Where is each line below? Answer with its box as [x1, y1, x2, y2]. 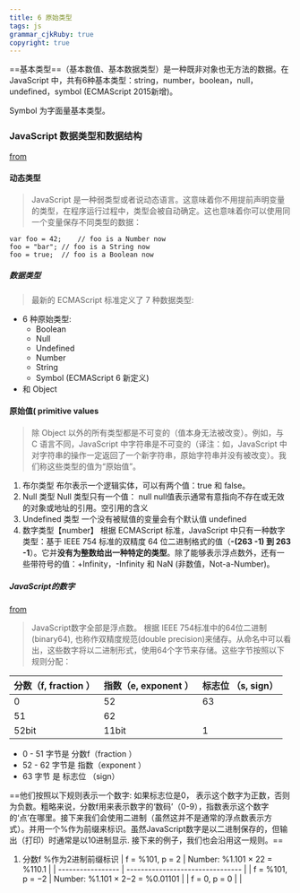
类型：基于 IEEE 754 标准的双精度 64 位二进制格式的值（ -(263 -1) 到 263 [21, 535, 291, 547]
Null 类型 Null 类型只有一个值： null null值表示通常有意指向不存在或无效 [21, 490, 285, 502]
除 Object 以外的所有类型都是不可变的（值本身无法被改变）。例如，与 [30, 427, 285, 438]
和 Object [21, 383, 58, 394]
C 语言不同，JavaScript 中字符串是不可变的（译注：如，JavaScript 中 [30, 438, 288, 449]
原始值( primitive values [9, 405, 99, 417]
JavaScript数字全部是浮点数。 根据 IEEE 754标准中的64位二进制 [30, 622, 267, 633]
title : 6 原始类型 [9, 13, 73, 22]
